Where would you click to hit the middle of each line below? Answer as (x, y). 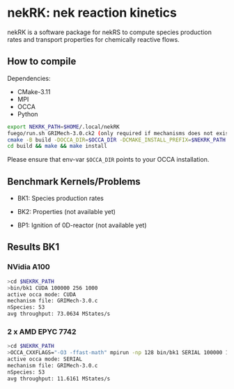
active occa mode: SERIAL (45, 359)
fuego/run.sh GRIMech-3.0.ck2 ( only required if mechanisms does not (110, 133)
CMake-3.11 (34, 91)
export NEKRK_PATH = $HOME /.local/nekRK (63, 127)
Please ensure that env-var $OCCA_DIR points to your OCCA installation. (108, 160)
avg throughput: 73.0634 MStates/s (59, 314)
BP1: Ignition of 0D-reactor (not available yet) (82, 225)
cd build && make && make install (57, 146)
